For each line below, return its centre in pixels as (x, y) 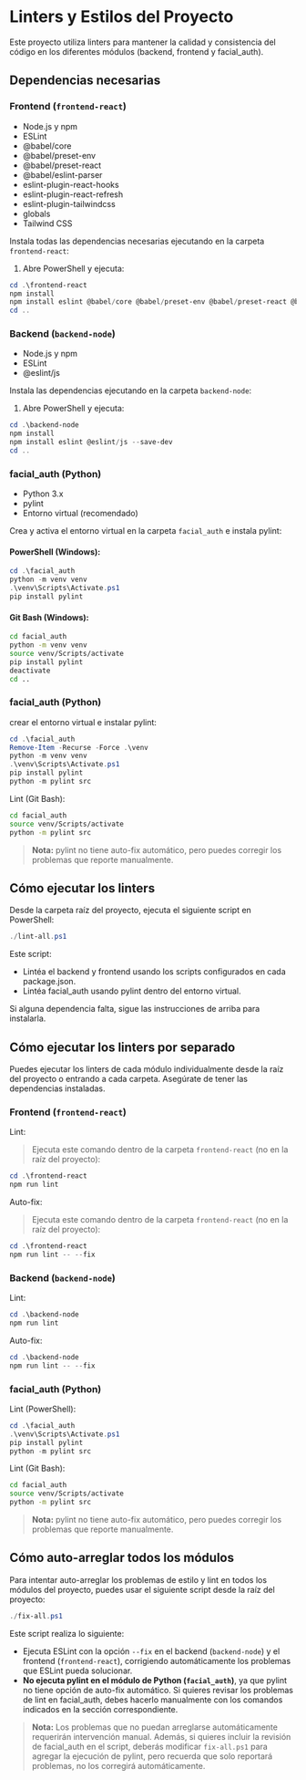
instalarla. (28, 1018)
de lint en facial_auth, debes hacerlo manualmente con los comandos (153, 1700)
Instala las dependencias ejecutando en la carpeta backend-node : (131, 390)
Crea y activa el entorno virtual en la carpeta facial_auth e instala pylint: (146, 531)
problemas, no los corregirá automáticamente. (118, 1765)
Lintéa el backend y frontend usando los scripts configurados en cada (154, 972)
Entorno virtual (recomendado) (80, 514)
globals (36, 213)
